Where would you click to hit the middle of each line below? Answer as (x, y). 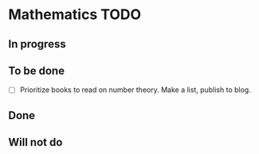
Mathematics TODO (75, 15)
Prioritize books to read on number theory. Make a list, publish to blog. (135, 90)
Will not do (35, 142)
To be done (37, 70)
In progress (37, 44)
